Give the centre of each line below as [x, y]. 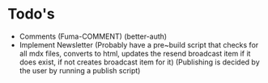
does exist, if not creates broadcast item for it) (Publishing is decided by [139, 62]
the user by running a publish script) [80, 70]
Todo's [31, 14]
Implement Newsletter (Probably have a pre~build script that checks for [139, 44]
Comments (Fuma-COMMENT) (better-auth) [93, 36]
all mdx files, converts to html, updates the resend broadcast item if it [135, 53]
